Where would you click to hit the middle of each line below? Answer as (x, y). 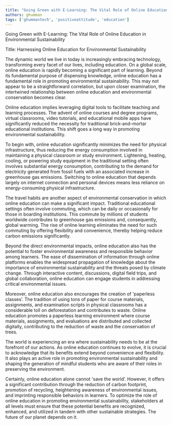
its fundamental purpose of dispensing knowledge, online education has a (83, 76)
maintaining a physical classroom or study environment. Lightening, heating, (86, 155)
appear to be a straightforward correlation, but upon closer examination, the (85, 87)
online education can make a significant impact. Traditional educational (80, 203)
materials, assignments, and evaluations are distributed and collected (79, 321)
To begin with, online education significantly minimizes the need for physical (86, 144)
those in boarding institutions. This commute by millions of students (77, 214)
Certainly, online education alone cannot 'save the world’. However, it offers (85, 379)
